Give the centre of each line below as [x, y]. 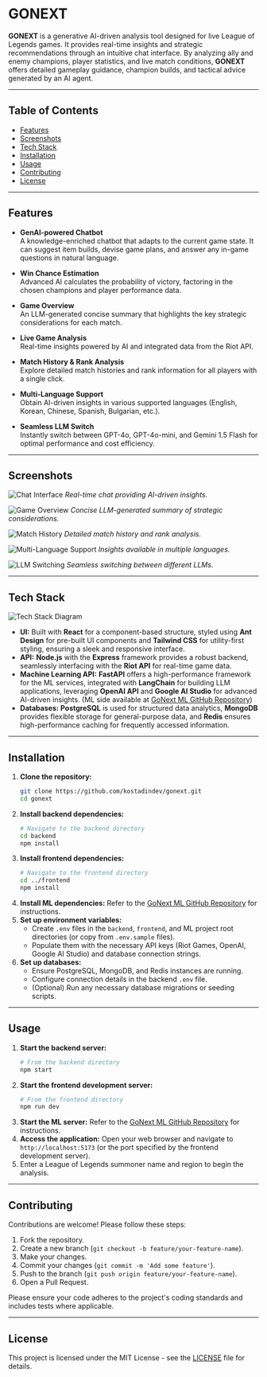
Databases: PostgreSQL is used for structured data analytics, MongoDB [139, 708]
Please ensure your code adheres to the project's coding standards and [126, 1297]
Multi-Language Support [62, 394]
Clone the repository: [56, 776]
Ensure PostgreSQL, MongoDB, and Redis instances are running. [137, 971]
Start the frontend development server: [86, 1085]
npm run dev [39, 1107]
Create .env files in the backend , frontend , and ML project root [133, 928]
